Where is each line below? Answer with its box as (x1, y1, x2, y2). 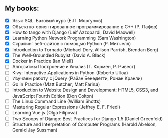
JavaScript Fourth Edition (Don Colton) (12, 93, 94, 99)
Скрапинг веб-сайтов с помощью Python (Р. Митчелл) (12, 41, 131, 47)
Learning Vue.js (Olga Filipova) (12, 109, 78, 116)
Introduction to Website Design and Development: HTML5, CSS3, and (12, 87, 159, 93)
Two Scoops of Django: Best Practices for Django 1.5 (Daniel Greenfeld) (12, 115, 163, 122)
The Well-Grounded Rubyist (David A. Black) (12, 52, 106, 58)
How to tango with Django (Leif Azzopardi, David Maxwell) (12, 29, 135, 35)
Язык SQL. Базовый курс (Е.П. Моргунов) (12, 17, 103, 24)
